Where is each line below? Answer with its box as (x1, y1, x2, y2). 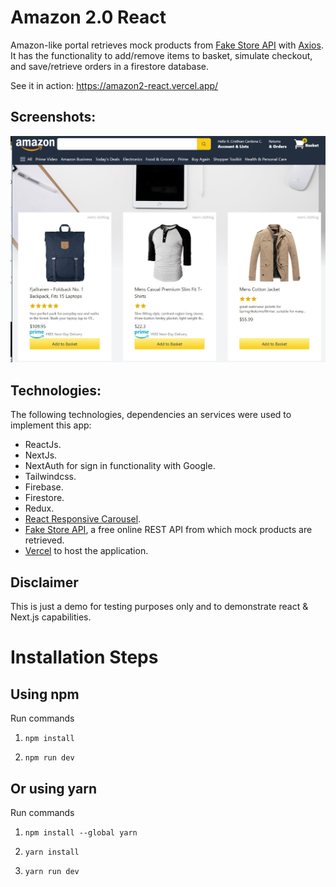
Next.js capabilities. (10, 611, 92, 623)
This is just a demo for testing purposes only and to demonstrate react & (10, 601, 309, 613)
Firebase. (24, 481, 64, 493)
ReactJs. (24, 439, 62, 451)
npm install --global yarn (24, 827, 138, 838)
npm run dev (24, 753, 75, 763)
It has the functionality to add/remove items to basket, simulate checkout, (10, 49, 313, 61)
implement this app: (10, 419, 92, 431)
